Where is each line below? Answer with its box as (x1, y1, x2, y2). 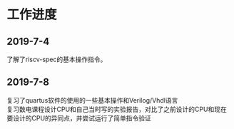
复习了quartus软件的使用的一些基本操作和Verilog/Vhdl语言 (6, 96, 178, 104)
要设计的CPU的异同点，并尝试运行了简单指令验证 (6, 113, 151, 122)
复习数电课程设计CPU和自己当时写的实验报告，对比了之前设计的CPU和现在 (6, 105, 228, 113)
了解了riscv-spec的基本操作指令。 (6, 55, 107, 63)
